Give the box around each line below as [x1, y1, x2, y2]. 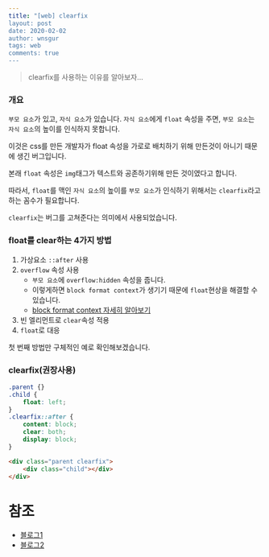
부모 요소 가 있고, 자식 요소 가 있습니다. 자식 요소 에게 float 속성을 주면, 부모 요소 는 [8, 114, 255, 124]
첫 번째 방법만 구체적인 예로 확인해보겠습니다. [8, 342, 151, 352]
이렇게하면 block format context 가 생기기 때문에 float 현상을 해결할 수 [31, 285, 258, 295]
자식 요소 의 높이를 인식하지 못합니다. [8, 124, 121, 134]
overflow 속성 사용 [19, 265, 80, 274]
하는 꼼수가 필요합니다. [8, 196, 80, 205]
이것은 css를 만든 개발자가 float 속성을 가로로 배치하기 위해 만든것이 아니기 [8, 142, 243, 151]
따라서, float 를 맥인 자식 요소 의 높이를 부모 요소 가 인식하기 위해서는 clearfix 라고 [8, 186, 261, 196]
